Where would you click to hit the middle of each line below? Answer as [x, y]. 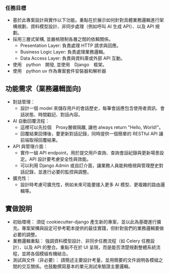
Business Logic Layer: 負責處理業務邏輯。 [64, 52]
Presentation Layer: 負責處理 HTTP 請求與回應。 [71, 46]
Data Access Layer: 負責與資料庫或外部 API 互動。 [73, 58]
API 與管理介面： [30, 147]
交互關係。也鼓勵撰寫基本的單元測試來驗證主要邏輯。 [77, 266]
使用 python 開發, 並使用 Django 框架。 [60, 65]
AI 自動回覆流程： [31, 121]
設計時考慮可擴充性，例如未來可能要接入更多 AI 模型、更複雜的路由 [90, 185]
